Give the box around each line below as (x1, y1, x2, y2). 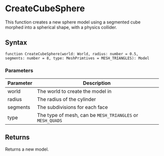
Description (82, 80, 111, 87)
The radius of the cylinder (37, 96, 96, 103)
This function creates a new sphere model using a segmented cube (5, 19, 141, 25)
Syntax (5, 39, 27, 47)
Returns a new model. (5, 146, 49, 152)
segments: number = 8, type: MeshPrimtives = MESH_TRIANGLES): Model (5, 56, 150, 61)
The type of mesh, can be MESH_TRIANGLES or (37, 112, 138, 119)
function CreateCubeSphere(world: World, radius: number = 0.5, (5, 51, 139, 56)
